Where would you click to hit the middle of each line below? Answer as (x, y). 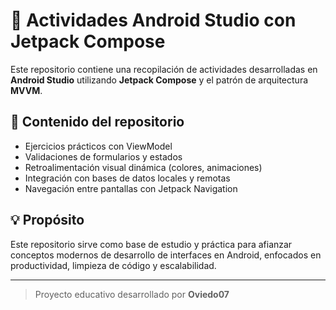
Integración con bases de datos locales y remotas (127, 178)
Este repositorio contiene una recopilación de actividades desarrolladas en (164, 69)
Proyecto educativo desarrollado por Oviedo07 (132, 294)
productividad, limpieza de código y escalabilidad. (113, 265)
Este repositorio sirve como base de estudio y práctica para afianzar (151, 244)
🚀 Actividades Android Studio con (153, 20)
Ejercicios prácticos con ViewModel (98, 146)
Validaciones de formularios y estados (103, 156)
